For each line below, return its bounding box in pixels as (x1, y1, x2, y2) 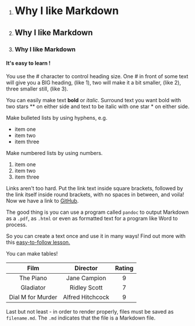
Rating (115, 264, 134, 272)
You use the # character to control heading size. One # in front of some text (6, 72, 189, 80)
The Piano (19, 274, 47, 282)
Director (74, 264, 98, 272)
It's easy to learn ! (6, 60, 51, 67)
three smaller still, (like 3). (6, 85, 69, 92)
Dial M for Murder (9, 293, 57, 301)
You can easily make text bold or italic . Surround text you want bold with (6, 96, 182, 103)
